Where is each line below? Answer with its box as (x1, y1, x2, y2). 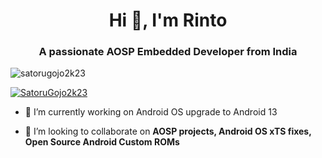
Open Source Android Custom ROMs (24, 136, 180, 148)
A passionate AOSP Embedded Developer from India (38, 45, 298, 59)
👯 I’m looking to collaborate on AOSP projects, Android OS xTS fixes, (24, 125, 312, 138)
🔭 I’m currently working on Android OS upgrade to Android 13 (24, 106, 278, 118)
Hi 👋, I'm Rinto (108, 9, 228, 32)
